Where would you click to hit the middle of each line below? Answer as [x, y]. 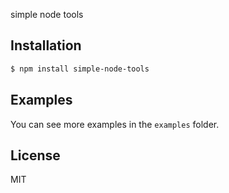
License [35, 155]
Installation [46, 45]
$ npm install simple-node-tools [80, 69]
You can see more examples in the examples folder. [115, 124]
